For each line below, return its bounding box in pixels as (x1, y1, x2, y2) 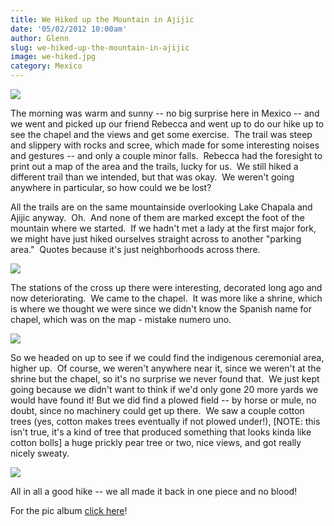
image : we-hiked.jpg (10, 52, 97, 62)
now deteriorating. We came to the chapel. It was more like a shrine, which (10, 292, 323, 304)
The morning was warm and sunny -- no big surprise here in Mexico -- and (10, 107, 320, 119)
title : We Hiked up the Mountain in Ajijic (10, 14, 195, 25)
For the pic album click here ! (10, 505, 128, 516)
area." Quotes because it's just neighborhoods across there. (10, 244, 261, 255)
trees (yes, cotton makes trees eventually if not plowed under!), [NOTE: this (10, 416, 321, 427)
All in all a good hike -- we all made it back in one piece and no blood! (10, 486, 298, 497)
